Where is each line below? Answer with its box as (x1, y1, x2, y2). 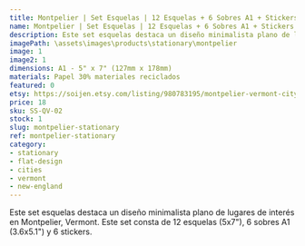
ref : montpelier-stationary (9, 132, 116, 141)
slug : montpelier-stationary (9, 123, 120, 133)
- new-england (9, 182, 64, 192)
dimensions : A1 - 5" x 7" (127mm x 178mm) (9, 64, 172, 74)
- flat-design (9, 156, 64, 166)
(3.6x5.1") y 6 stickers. (9, 226, 93, 237)
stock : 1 (9, 114, 43, 123)
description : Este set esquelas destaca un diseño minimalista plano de (9, 30, 290, 39)
